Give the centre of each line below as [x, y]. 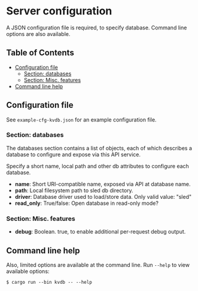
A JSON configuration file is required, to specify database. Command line [97, 28]
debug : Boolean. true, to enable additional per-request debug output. [100, 232]
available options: [28, 271]
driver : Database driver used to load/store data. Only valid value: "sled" [103, 196]
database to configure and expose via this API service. [74, 154]
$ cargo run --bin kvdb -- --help [49, 282]
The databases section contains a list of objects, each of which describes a [99, 148]
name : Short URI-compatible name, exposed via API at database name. [103, 184]
